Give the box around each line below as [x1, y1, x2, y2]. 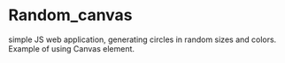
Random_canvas [8, 5, 134, 25]
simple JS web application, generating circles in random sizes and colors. [8, 34, 277, 45]
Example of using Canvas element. [8, 43, 135, 53]
